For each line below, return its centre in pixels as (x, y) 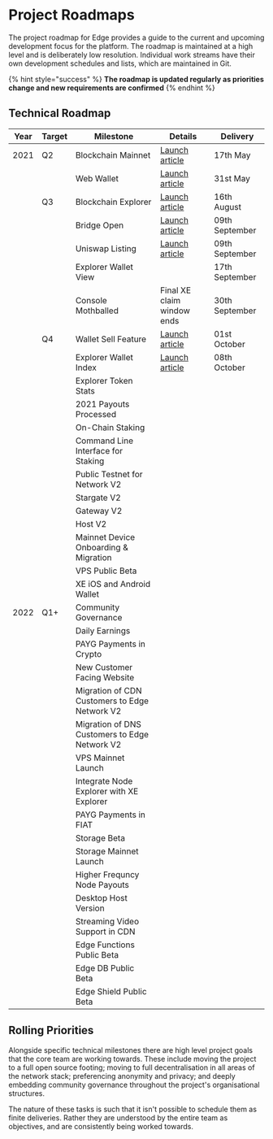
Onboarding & (102, 547)
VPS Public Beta (106, 571)
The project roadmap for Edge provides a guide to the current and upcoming (136, 37)
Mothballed (97, 311)
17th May (232, 154)
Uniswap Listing (106, 248)
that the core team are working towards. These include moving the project (132, 1059)
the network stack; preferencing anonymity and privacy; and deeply (122, 1076)
